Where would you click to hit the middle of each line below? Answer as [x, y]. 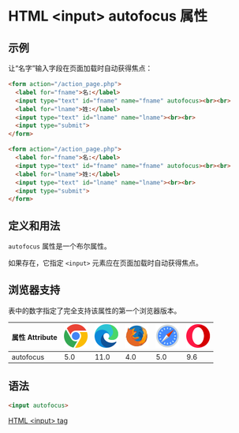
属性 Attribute [34, 337]
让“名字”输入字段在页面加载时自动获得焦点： [80, 68]
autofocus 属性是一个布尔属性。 [60, 246]
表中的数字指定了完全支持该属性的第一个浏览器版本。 [95, 310]
